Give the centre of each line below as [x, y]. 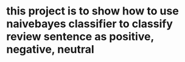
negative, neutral [50, 50]
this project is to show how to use [93, 11]
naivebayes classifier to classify [90, 24]
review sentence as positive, [80, 37]
